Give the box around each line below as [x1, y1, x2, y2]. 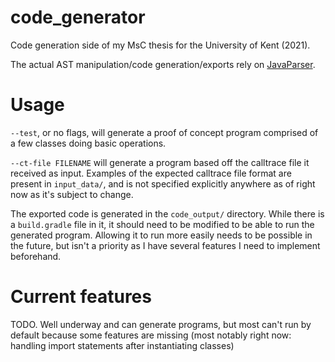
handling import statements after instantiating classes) [10, 339, 235, 351]
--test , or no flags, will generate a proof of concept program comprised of [10, 126, 319, 138]
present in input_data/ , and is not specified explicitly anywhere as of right [10, 177, 316, 190]
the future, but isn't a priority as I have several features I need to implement [10, 239, 321, 251]
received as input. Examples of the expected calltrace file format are [10, 167, 292, 179]
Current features [10, 286, 152, 308]
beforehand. [10, 250, 62, 262]
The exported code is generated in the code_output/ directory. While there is [10, 207, 325, 220]
